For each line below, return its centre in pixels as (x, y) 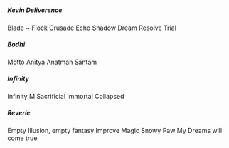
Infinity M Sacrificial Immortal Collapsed (66, 96)
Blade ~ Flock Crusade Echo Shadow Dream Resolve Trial (92, 28)
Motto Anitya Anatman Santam (52, 62)
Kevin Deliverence (35, 10)
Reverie (19, 112)
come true (22, 138)
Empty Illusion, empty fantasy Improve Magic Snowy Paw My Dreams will (115, 130)
